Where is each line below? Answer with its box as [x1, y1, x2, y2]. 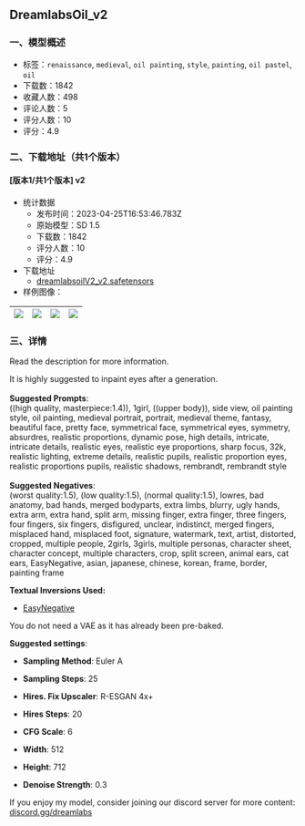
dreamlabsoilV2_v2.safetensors [36, 275, 155, 286]
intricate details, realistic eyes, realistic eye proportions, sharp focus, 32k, [9, 441, 287, 452]
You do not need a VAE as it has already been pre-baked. [9, 620, 225, 632]
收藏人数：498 [22, 91, 79, 102]
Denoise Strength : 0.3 [22, 780, 107, 790]
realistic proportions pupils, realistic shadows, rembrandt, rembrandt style [9, 460, 287, 472]
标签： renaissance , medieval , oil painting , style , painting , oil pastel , [22, 58, 293, 69]
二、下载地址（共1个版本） [9, 150, 126, 163]
